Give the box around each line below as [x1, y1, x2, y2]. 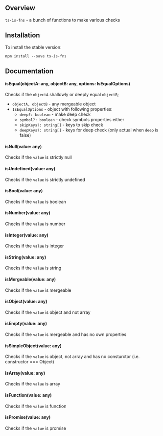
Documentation [5, 67, 54, 76]
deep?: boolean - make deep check [19, 111, 91, 117]
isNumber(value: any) [5, 210, 50, 216]
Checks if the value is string [5, 265, 62, 271]
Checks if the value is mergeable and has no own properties [5, 332, 127, 337]
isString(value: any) [5, 254, 47, 260]
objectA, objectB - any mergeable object [12, 101, 96, 107]
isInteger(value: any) [5, 232, 49, 238]
